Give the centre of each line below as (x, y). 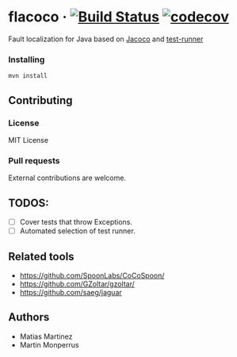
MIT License (29, 140)
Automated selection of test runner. (78, 231)
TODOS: (29, 203)
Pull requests (34, 160)
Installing (27, 59)
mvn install (28, 76)
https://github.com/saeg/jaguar (71, 292)
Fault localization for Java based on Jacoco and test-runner (106, 39)
